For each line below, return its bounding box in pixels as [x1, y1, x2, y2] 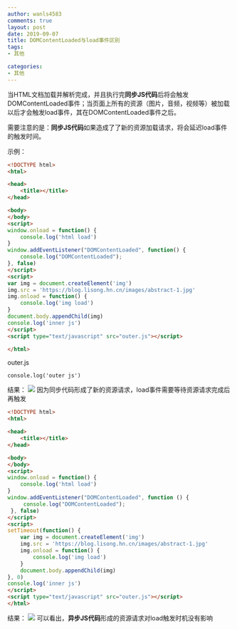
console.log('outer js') [7, 372, 81, 380]
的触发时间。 [7, 132, 45, 140]
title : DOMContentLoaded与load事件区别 [7, 37, 120, 44]
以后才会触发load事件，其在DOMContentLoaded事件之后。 [7, 108, 180, 116]
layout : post [7, 24, 46, 31]
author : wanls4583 [7, 10, 62, 18]
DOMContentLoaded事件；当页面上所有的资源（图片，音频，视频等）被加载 [7, 99, 230, 108]
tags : [7, 43, 23, 51]
